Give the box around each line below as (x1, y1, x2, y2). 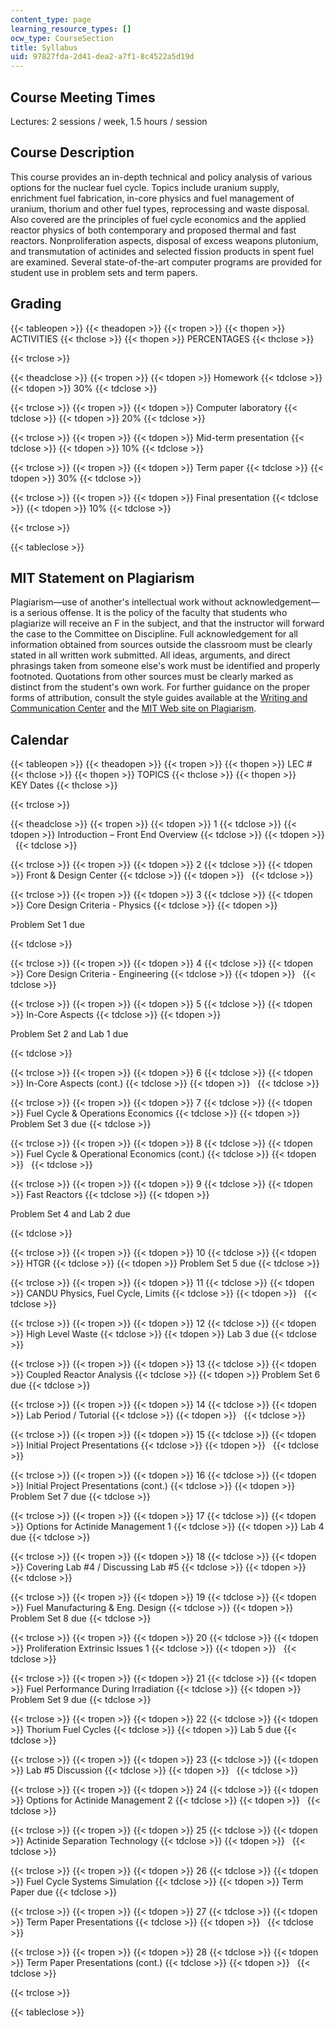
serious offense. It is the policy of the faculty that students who (26, 607, 288, 619)
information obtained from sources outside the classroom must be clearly (10, 639, 313, 651)
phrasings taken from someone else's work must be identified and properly (10, 660, 321, 672)
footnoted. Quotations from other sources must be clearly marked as (10, 671, 294, 683)
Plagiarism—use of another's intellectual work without (10, 596, 233, 608)
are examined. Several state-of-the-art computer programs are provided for (10, 256, 323, 268)
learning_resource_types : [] (10, 24, 132, 34)
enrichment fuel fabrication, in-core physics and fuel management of (10, 192, 295, 204)
